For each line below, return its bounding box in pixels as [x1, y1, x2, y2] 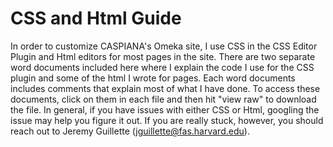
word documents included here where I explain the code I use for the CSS [10, 61, 315, 73]
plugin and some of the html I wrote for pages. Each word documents [10, 72, 296, 84]
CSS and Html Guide [10, 7, 182, 30]
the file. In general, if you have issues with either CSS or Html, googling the [10, 103, 320, 116]
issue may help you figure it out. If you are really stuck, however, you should [10, 114, 324, 126]
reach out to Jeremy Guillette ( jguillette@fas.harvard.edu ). [10, 125, 250, 137]
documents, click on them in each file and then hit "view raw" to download [10, 93, 317, 105]
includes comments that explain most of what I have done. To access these [10, 82, 321, 94]
